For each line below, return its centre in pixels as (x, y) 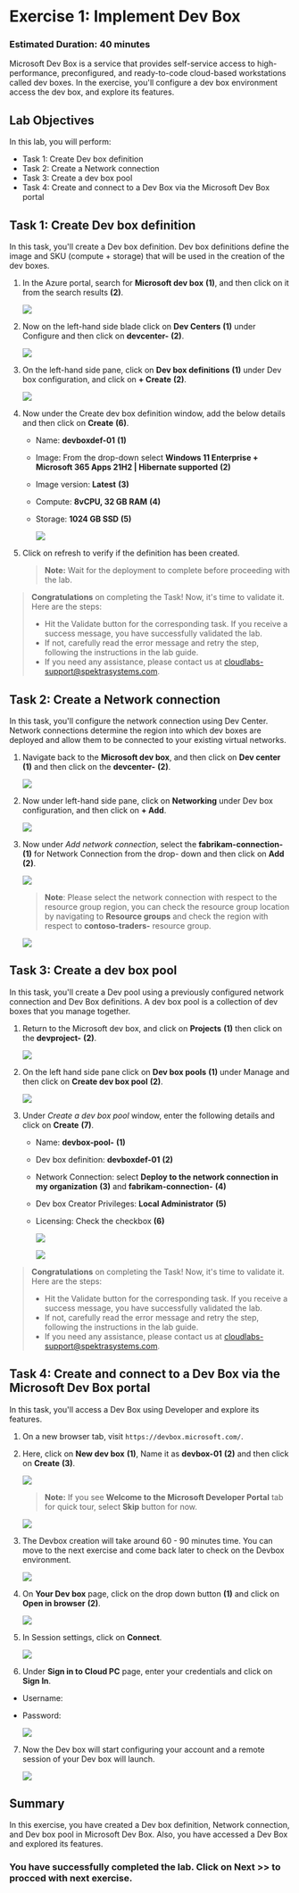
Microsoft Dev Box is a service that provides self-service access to (133, 63)
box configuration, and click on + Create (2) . (104, 379)
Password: (42, 1715)
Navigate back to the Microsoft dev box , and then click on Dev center (151, 757)
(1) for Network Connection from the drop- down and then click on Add (153, 854)
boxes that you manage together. (70, 1011)
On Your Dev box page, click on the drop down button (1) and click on (150, 1593)
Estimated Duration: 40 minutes (80, 45)
